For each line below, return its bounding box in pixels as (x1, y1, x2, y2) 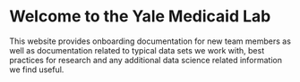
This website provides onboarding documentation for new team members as (9, 36, 291, 46)
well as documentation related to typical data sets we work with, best (9, 45, 265, 55)
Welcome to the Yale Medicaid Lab (9, 6, 271, 27)
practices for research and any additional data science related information (9, 54, 282, 65)
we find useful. (9, 64, 64, 75)
